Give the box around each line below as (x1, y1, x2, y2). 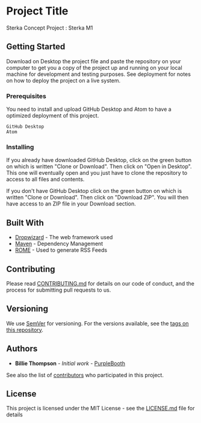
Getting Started (6, 42, 66, 52)
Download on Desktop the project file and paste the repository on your (6, 57, 181, 64)
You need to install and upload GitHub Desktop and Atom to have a (6, 105, 172, 113)
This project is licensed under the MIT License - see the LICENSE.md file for (6, 405, 195, 412)
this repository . (6, 326, 44, 333)
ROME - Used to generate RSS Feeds (14, 246, 107, 254)
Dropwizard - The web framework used (14, 234, 113, 241)
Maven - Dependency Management (14, 240, 104, 248)
